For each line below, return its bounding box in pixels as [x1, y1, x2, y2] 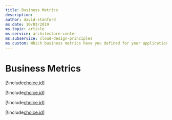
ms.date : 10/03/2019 [5, 21, 50, 27]
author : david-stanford [5, 17, 56, 22]
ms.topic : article [5, 27, 45, 32]
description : [5, 12, 33, 17]
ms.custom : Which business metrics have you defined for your [5, 41, 141, 46]
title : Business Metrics [5, 7, 58, 13]
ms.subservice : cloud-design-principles [5, 36, 93, 41]
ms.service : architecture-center [5, 31, 77, 36]
